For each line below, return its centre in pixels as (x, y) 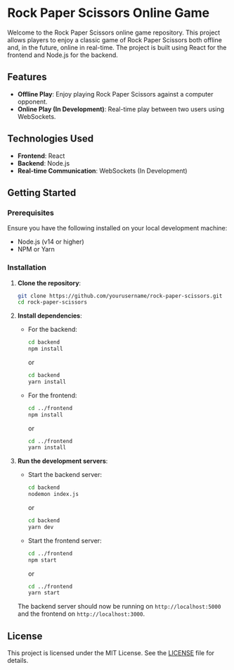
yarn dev (41, 527)
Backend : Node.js (44, 163)
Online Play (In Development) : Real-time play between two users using (121, 109)
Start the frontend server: (65, 540)
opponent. (32, 101)
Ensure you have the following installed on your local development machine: (117, 228)
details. (18, 661)
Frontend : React (41, 156)
